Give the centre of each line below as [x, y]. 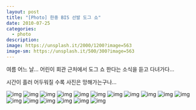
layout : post [23, 12]
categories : [21, 29]
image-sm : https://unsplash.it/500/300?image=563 [71, 51]
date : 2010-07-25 [28, 23]
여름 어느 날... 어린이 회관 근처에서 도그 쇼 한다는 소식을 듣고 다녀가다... [90, 69]
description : [23, 40]
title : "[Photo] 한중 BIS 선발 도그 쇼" [54, 18]
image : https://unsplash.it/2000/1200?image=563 [69, 46]
